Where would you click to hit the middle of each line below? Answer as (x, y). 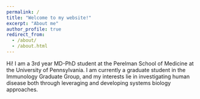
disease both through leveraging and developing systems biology (89, 82)
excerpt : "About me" (33, 23)
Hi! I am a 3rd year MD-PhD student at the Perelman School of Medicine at (100, 63)
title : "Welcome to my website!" (49, 18)
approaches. (22, 89)
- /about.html (30, 46)
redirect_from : (26, 35)
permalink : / (23, 12)
